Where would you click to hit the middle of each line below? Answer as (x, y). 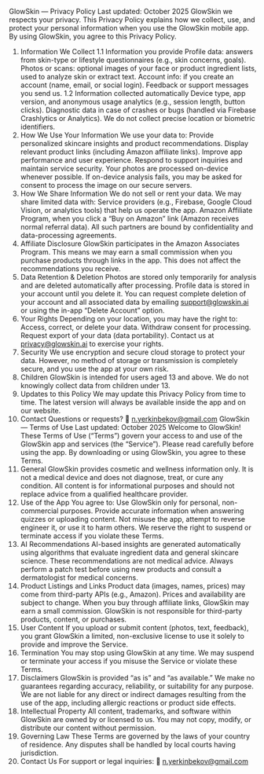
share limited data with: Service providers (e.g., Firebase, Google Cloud (136, 202)
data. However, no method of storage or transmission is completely (129, 360)
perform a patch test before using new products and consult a (121, 569)
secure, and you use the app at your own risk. (94, 369)
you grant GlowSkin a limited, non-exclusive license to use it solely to (132, 636)
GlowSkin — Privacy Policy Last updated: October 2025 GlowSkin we (121, 11)
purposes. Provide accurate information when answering (152, 511)
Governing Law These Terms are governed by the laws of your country (135, 736)
